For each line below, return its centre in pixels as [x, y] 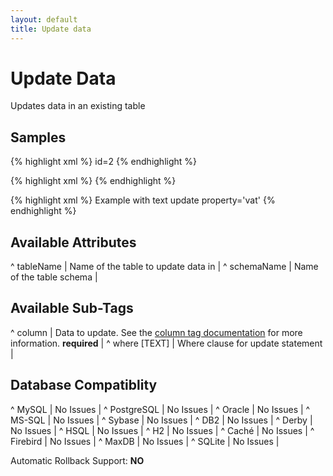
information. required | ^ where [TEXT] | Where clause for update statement [166, 343]
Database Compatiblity [84, 385]
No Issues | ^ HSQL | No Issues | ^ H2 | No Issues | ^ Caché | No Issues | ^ [162, 430]
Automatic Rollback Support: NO [77, 460]
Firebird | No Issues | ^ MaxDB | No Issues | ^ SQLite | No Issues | [145, 441]
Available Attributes [73, 242]
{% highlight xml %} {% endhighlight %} [93, 181]
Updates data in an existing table [78, 106]
